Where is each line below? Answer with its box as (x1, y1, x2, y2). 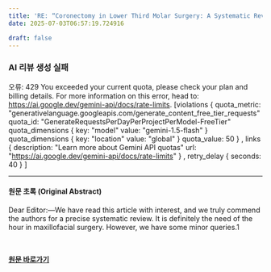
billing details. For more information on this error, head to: (8, 90, 199, 101)
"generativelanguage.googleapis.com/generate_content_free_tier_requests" (8, 108, 261, 118)
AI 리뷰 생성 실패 (8, 62, 69, 73)
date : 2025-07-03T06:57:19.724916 (8, 19, 125, 27)
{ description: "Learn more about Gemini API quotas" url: (8, 142, 197, 152)
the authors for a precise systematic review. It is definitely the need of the (8, 213, 253, 223)
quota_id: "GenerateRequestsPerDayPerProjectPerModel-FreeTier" (8, 116, 231, 126)
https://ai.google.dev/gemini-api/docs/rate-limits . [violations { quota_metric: (8, 99, 261, 109)
